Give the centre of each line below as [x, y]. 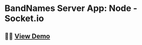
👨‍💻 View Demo [27, 36]
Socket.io [24, 18]
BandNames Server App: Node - [71, 8]
